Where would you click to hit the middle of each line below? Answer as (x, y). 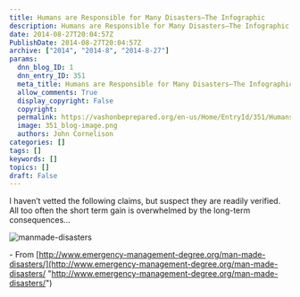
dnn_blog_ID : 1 (46, 68)
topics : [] (29, 167)
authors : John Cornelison (66, 134)
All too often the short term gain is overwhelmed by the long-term (130, 210)
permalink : (37, 117)
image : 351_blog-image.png (67, 126)
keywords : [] (33, 159)
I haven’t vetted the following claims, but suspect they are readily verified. (145, 201)
